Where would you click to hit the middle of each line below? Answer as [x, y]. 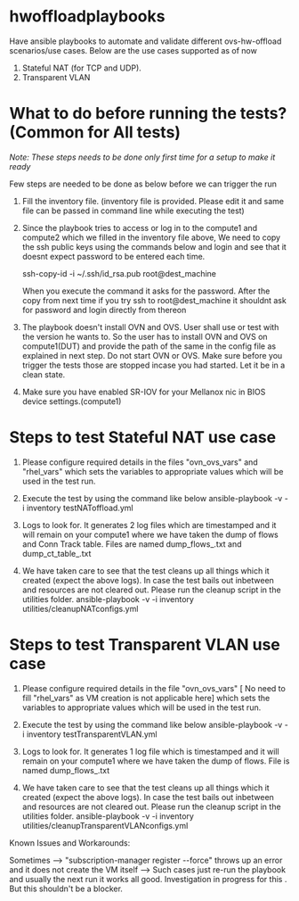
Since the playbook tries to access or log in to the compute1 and [140, 227]
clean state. [44, 374]
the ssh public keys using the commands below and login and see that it [154, 246]
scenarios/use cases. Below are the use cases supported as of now [133, 50]
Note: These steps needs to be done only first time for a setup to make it [142, 157]
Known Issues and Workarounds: [70, 843]
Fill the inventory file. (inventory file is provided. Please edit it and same [153, 201]
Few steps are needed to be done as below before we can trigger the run [143, 184]
